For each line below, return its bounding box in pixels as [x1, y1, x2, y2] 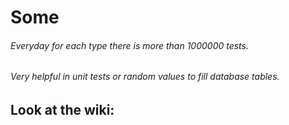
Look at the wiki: [10, 102, 115, 118]
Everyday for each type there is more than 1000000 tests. [10, 39, 249, 51]
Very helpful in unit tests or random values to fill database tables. [10, 71, 280, 83]
